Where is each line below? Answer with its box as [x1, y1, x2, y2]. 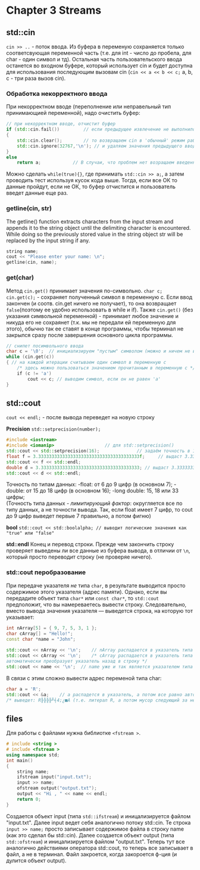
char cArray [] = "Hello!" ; [6, 631, 73, 637]
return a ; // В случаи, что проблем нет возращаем [17, 160, 174, 166]
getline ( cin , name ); [6, 260, 58, 266]
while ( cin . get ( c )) [6, 354, 55, 360]
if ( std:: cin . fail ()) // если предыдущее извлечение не [6, 126, 169, 133]
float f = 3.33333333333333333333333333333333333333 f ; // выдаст [6, 453, 183, 459]
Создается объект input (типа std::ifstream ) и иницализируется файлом [6, 812, 191, 819]
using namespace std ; [6, 751, 60, 758]
